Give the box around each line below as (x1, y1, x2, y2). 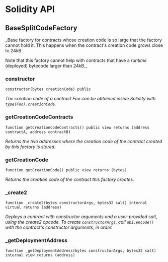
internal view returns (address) (5, 253, 75, 258)
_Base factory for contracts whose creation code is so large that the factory (5, 37, 162, 43)
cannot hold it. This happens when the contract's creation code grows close (5, 42, 163, 48)
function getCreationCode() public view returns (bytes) (5, 167, 127, 172)
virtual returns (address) (5, 205, 62, 210)
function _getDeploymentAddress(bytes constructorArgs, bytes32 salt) (5, 248, 156, 253)
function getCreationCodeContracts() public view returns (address (5, 125, 150, 130)
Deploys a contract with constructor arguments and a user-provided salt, (5, 214, 157, 220)
